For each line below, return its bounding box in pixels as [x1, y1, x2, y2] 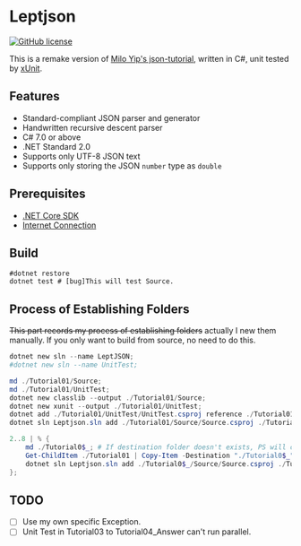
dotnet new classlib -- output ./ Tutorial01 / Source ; [9, 393, 206, 403]
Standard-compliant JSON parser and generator [21, 112, 201, 123]
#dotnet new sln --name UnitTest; [9, 360, 139, 369]
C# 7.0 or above [21, 132, 82, 143]
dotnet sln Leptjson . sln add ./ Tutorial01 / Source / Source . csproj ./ [9, 419, 267, 428]
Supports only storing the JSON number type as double [21, 160, 222, 171]
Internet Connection [21, 220, 97, 230]
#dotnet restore [9, 269, 70, 279]
